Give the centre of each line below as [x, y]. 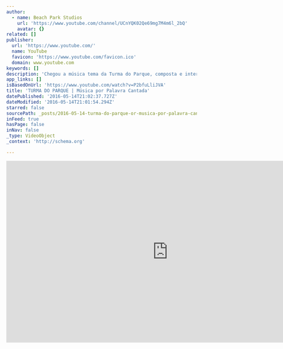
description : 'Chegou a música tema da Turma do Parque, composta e [94, 74]
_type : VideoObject [31, 136]
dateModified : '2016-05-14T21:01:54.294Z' [60, 102]
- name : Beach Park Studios [47, 18]
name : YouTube [29, 52]
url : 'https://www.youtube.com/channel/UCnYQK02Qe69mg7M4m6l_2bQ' [102, 23]
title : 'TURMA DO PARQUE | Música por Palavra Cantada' [78, 91]
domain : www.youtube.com [43, 62]
